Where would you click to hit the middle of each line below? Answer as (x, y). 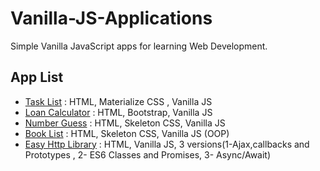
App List (37, 77)
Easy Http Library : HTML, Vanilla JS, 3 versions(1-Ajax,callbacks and (167, 144)
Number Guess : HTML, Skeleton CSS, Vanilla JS (125, 123)
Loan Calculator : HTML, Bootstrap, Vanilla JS (118, 112)
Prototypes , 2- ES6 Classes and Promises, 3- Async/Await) (148, 154)
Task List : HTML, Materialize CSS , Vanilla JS (118, 101)
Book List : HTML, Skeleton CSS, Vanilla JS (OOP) (127, 133)
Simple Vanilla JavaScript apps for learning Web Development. (139, 46)
